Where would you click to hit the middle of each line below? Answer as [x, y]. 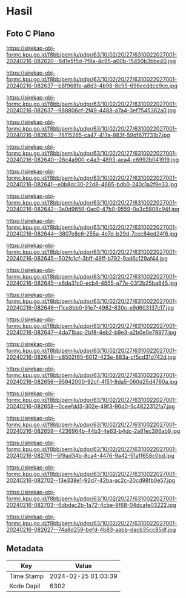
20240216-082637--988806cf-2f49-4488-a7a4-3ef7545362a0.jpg [91, 110]
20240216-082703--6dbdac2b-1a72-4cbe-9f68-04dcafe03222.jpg [91, 505]
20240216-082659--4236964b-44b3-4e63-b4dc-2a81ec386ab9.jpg [93, 431]
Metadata [25, 549]
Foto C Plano [31, 34]
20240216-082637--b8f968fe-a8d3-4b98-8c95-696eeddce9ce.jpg [92, 86]
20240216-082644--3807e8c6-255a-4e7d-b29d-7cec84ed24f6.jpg [92, 234]
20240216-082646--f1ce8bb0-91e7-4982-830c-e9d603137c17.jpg [90, 307]
